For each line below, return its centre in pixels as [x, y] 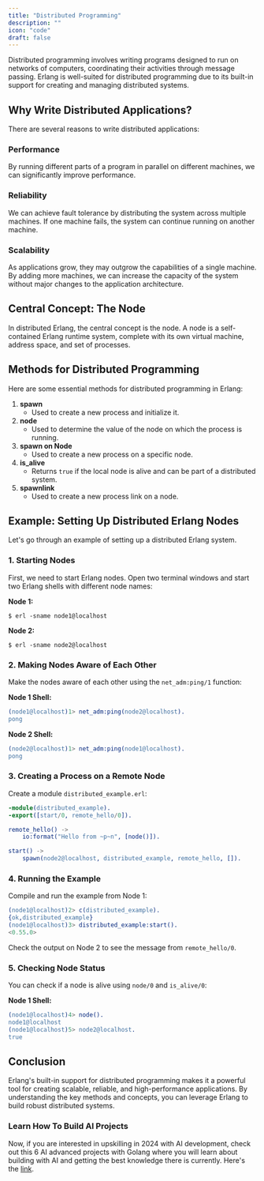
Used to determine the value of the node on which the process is [137, 429]
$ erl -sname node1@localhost [58, 616]
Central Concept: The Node [77, 309]
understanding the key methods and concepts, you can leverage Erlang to [128, 1097]
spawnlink [37, 487]
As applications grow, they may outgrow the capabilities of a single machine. [132, 267]
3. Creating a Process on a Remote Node [87, 777]
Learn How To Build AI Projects [68, 1126]
